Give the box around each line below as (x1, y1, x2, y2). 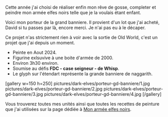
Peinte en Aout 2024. (12, 50, 57, 55)
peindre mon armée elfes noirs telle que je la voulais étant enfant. (5, 10, 141, 16)
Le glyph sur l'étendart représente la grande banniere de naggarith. (12, 71, 153, 77)
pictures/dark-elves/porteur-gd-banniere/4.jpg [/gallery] (44, 91, 162, 97)
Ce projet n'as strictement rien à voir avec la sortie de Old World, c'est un (5, 35, 158, 40)
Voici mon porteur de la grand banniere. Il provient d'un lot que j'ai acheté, (5, 20, 160, 25)
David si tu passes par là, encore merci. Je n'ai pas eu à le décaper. (5, 25, 146, 31)
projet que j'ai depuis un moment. (5, 40, 75, 46)
